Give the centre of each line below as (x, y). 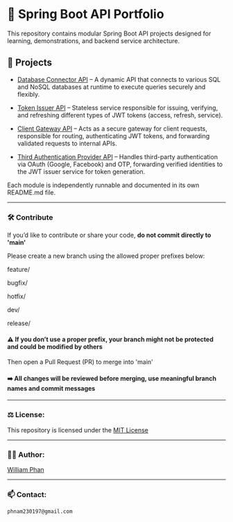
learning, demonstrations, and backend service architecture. (94, 40)
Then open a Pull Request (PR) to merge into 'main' (80, 362)
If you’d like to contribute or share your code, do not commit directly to (109, 235)
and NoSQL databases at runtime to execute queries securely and (111, 87)
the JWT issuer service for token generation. (81, 171)
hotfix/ (17, 296)
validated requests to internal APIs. (67, 143)
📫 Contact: (27, 494)
